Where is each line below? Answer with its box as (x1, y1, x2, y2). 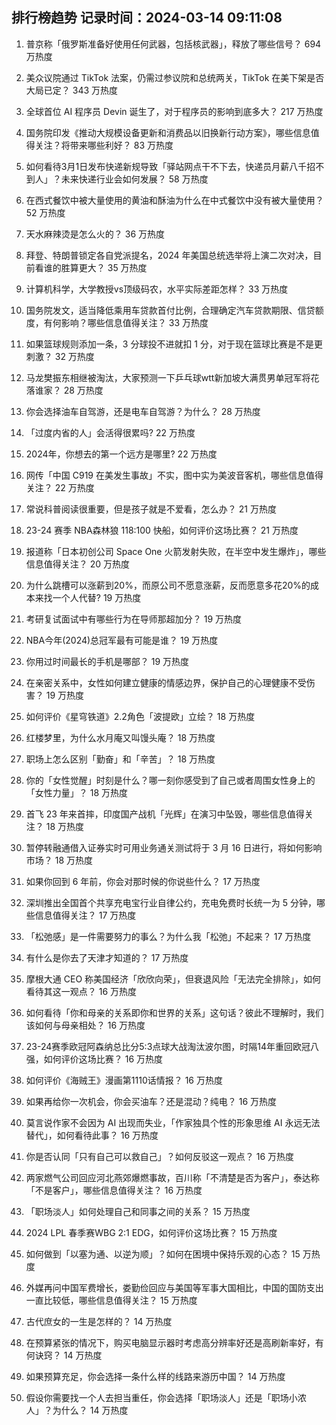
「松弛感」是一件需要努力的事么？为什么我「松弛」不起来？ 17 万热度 (25, 930, 312, 942)
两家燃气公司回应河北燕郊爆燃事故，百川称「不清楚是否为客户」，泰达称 (25, 1171, 320, 1183)
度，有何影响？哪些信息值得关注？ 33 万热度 (25, 316, 209, 328)
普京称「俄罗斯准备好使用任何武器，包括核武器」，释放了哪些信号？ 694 (25, 38, 322, 50)
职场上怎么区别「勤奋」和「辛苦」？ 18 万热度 (25, 753, 216, 765)
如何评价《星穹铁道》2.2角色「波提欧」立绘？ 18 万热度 (25, 710, 256, 722)
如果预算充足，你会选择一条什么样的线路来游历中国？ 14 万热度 (25, 1370, 286, 1382)
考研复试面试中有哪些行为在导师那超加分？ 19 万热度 (25, 613, 243, 625)
